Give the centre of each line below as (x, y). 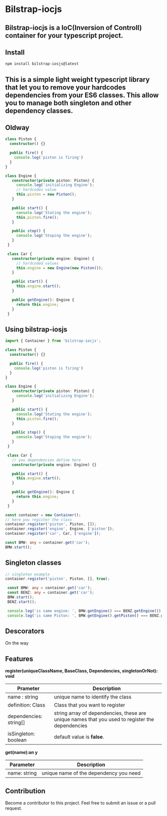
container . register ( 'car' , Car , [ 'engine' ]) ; (53, 534)
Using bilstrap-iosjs (36, 329)
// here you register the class (39, 520)
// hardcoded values (37, 263)
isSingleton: (21, 734)
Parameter (22, 765)
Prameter (28, 689)
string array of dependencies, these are (100, 713)
